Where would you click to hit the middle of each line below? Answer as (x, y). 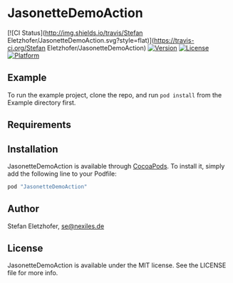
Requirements (39, 125)
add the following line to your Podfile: (62, 173)
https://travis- (174, 40)
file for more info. (33, 273)
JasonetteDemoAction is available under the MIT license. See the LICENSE (117, 265)
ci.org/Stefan (27, 48)
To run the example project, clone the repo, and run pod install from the (115, 95)
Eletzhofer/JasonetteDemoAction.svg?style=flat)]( (81, 40)
